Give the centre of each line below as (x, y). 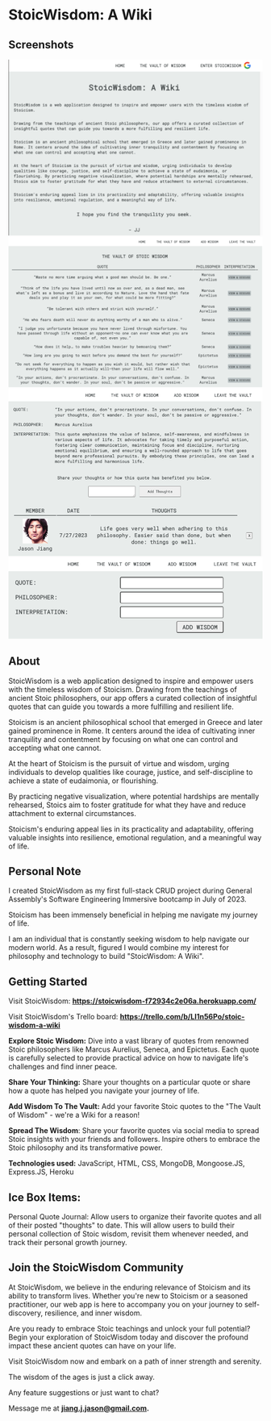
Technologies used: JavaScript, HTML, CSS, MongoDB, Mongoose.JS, (127, 1164)
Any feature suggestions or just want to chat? (84, 1392)
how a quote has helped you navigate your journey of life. (104, 1091)
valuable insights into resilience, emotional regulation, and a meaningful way (135, 837)
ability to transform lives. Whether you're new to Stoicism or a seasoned (128, 1295)
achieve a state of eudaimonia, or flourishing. (83, 781)
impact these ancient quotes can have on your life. (92, 1345)
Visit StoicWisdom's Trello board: (63, 1017)
